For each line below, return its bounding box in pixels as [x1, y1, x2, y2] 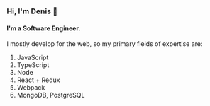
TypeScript [16, 61, 50, 69]
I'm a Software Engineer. [6, 24, 81, 33]
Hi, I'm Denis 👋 [6, 6, 58, 16]
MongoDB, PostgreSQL [16, 91, 85, 100]
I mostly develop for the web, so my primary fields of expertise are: [6, 40, 203, 48]
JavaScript [16, 53, 49, 62]
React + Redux [16, 76, 60, 84]
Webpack [16, 83, 45, 92]
